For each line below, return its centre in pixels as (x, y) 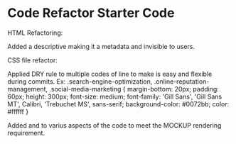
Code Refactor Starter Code (91, 13)
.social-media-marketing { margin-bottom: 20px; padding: (134, 89)
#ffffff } (18, 111)
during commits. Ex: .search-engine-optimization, (80, 81)
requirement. (26, 133)
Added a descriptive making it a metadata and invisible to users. (101, 46)
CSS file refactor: (33, 60)
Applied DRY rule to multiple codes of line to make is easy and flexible (110, 74)
